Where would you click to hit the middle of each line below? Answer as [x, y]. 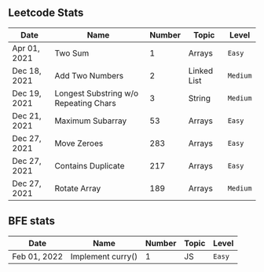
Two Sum [72, 53]
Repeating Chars [85, 103]
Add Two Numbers [89, 75]
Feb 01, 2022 [38, 256]
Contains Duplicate [90, 165]
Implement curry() [104, 256]
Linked [201, 71]
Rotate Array [78, 188]
